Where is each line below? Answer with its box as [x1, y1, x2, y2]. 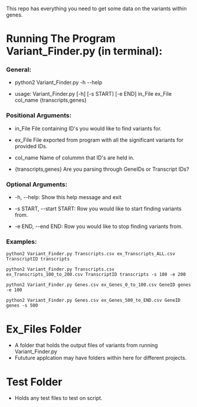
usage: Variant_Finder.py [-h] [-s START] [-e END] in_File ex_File [14, 90, 172, 97]
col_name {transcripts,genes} [14, 97, 87, 104]
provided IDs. [14, 142, 48, 149]
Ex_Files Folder [6, 322, 82, 336]
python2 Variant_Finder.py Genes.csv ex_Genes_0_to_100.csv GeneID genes [6, 282, 192, 288]
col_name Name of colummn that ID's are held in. [14, 154, 134, 161]
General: [6, 66, 31, 74]
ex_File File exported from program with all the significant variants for [14, 136, 184, 144]
